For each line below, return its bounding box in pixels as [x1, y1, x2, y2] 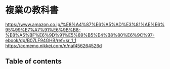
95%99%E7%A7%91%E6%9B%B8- [5, 26, 81, 32]
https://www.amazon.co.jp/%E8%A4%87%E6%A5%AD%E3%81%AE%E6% [5, 21, 165, 27]
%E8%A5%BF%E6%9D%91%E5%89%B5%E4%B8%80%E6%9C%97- [5, 32, 155, 38]
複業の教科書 [5, 4, 59, 16]
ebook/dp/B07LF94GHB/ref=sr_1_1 [5, 37, 77, 43]
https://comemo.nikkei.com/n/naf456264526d [5, 42, 102, 48]
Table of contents [5, 57, 62, 65]
